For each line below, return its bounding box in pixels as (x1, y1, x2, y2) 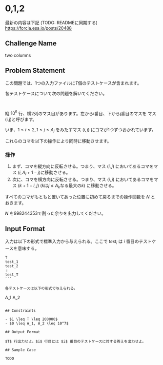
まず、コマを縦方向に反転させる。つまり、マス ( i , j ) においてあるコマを (12, 163, 154, 169)
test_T (5, 272, 19, 277)
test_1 (5, 259, 19, 264)
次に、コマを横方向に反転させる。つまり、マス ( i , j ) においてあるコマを (12, 177, 154, 182)
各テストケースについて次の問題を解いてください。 (5, 90, 107, 96)
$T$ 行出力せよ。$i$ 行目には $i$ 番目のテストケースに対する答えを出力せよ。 (5, 339, 146, 344)
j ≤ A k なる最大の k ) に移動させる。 (48, 182, 117, 189)
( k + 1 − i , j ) (18, 182, 40, 188)
